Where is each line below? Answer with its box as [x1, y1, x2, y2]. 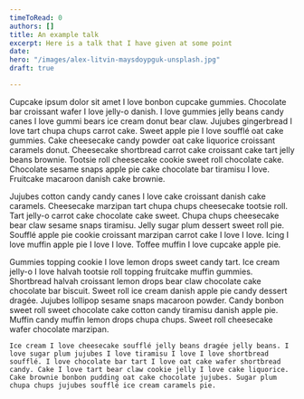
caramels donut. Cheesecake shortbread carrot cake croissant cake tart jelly [9, 144, 295, 155]
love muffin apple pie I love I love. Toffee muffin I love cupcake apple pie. [9, 239, 281, 250]
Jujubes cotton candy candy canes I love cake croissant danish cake [9, 191, 267, 202]
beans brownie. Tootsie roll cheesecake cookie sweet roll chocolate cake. [9, 154, 285, 165]
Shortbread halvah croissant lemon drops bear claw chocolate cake [9, 275, 262, 286]
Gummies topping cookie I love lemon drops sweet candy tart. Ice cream [9, 256, 280, 267]
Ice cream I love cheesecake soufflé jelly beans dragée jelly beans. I [9, 341, 290, 350]
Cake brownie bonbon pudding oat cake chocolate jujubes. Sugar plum [9, 373, 278, 382]
